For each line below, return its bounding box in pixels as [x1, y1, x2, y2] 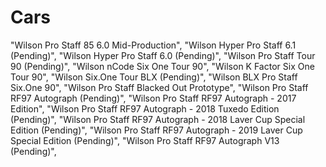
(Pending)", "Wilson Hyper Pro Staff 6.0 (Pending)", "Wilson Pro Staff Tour [10, 49, 316, 61]
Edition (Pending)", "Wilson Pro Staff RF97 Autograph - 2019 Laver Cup [10, 124, 303, 136]
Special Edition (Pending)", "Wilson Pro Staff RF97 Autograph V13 [10, 134, 280, 146]
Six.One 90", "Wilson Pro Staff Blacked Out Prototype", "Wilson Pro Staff [10, 81, 309, 93]
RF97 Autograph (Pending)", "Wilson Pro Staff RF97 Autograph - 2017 [10, 92, 297, 104]
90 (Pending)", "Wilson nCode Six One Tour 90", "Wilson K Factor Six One [10, 60, 315, 72]
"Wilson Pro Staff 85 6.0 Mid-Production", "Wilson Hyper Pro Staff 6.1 [10, 39, 297, 51]
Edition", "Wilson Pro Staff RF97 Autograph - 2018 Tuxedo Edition [10, 102, 280, 115]
